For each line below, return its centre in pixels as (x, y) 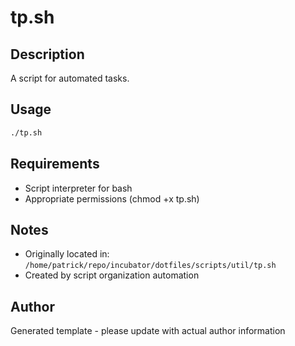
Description (47, 54)
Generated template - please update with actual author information (148, 331)
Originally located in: (67, 254)
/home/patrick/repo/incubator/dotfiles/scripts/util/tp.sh (150, 266)
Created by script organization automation (112, 275)
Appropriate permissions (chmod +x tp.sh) (112, 198)
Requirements (55, 164)
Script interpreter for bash (78, 188)
